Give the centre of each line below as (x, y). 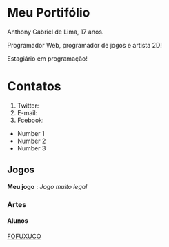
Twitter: (28, 106)
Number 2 (31, 141)
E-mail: (27, 112)
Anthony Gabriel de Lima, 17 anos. (56, 32)
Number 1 (31, 133)
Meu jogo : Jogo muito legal (47, 186)
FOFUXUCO (24, 236)
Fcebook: (30, 120)
